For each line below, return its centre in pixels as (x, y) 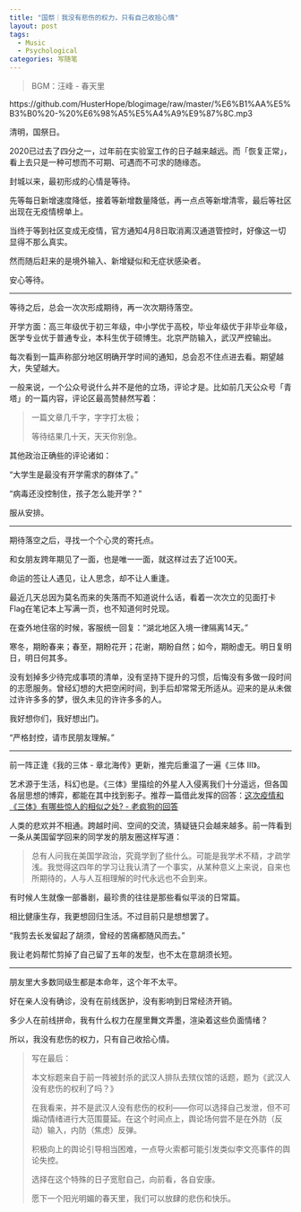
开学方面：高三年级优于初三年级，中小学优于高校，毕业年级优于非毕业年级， (150, 327)
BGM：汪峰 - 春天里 (68, 86)
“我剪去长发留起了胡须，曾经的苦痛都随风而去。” (97, 935)
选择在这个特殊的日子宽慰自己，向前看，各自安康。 (125, 1179)
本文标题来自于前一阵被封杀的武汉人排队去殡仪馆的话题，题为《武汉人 (161, 1077)
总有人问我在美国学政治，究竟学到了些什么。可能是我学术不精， (149, 856)
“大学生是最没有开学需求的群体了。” (74, 475)
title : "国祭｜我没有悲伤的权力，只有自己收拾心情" (94, 17)
